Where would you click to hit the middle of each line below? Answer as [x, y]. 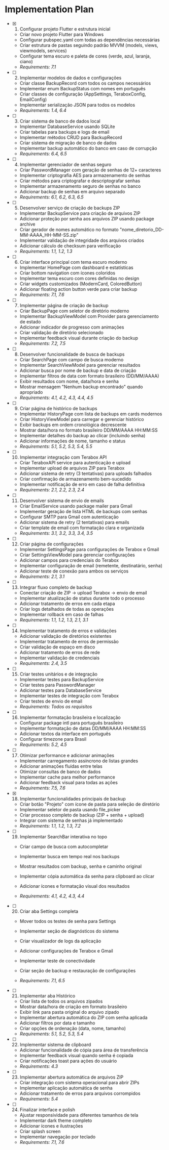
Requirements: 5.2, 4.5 [43, 744]
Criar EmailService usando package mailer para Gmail [76, 506]
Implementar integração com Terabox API [63, 457]
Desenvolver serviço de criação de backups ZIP [70, 208]
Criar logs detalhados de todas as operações [67, 609]
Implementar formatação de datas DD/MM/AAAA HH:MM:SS [83, 728]
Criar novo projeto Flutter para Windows [62, 34]
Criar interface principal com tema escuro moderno [73, 262]
